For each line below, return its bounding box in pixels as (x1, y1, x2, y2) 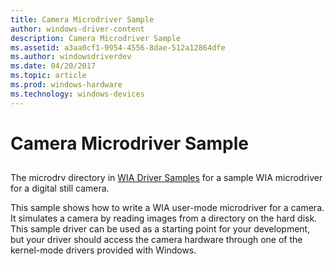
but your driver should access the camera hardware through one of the (10, 234, 303, 246)
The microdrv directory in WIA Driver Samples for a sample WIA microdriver (10, 172, 323, 184)
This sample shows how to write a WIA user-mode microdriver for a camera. (10, 202, 325, 214)
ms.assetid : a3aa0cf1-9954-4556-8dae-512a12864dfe (10, 42, 226, 53)
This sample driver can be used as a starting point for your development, (10, 223, 311, 235)
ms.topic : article (10, 71, 87, 81)
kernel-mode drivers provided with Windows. (10, 244, 197, 256)
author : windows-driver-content (10, 24, 145, 34)
